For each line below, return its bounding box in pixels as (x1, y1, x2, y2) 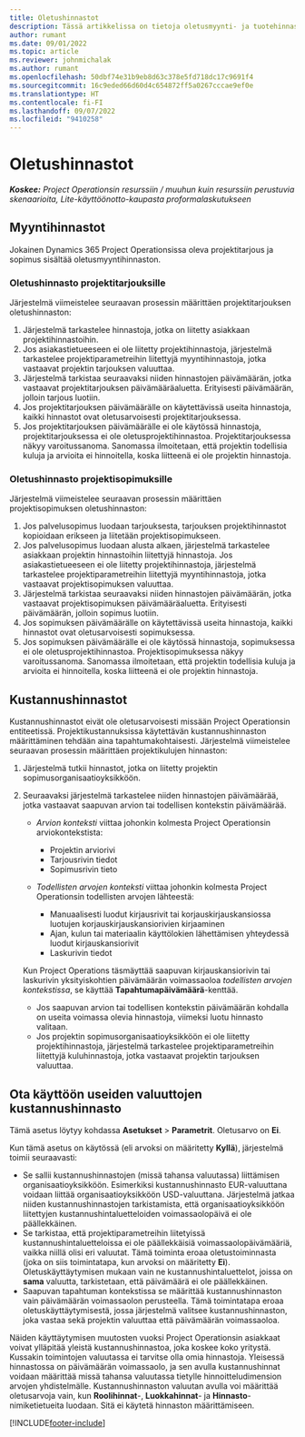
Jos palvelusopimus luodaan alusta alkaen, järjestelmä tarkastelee (22, 540, 271, 551)
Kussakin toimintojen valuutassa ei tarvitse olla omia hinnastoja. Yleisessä (9, 1352, 285, 1362)
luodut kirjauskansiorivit (49, 938, 139, 949)
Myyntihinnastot (9, 220, 106, 236)
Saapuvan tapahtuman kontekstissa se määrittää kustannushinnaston (22, 1286, 282, 1297)
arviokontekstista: (35, 827, 103, 838)
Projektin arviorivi (49, 845, 116, 856)
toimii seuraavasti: (9, 1152, 77, 1163)
